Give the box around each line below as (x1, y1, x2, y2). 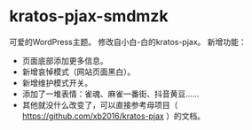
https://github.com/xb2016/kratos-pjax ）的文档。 (21, 111, 206, 121)
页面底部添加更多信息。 (21, 55, 108, 65)
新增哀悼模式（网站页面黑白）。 (21, 66, 136, 77)
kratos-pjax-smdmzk (9, 6, 169, 27)
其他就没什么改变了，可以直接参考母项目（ (21, 99, 178, 110)
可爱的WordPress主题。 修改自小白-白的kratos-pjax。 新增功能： (9, 36, 247, 47)
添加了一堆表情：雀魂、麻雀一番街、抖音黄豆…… (21, 88, 200, 99)
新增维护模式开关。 (21, 77, 93, 88)
